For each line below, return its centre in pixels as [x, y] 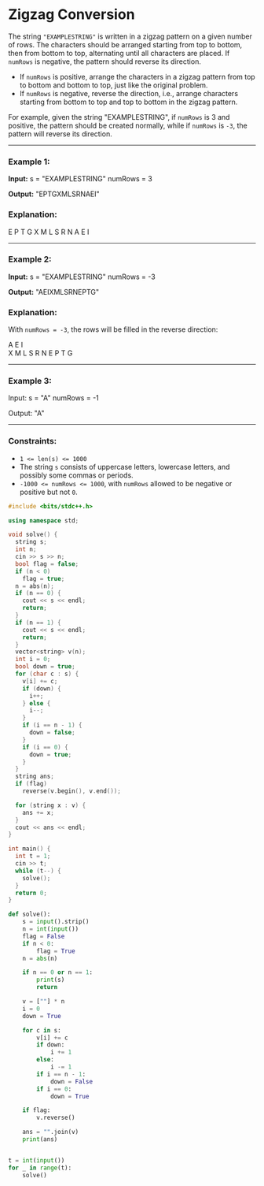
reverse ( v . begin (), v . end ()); [72, 791]
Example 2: [30, 259]
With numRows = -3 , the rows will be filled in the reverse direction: [113, 329]
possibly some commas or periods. [76, 475]
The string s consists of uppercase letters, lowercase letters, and [125, 467]
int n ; [26, 549]
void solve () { [33, 535]
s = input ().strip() [56, 922]
